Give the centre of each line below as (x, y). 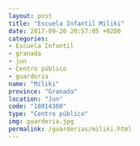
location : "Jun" (36, 99)
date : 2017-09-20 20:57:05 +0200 (65, 31)
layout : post (30, 16)
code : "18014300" (38, 106)
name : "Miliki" (34, 84)
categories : (28, 39)
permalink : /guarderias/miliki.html (70, 129)
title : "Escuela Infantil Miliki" (67, 24)
